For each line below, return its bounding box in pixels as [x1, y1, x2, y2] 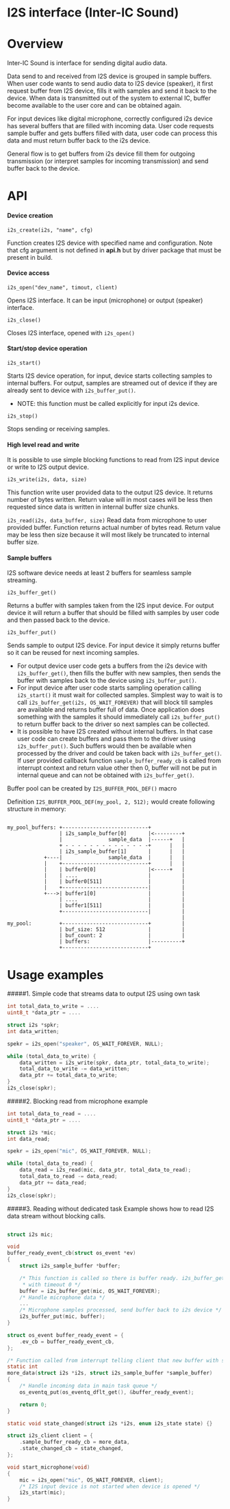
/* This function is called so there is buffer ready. [19, 1275, 179, 1281]
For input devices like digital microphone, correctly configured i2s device [7, 114, 214, 123]
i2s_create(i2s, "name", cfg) [7, 226, 94, 234]
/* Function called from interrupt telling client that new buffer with [7, 1357, 219, 1364]
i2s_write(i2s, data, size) [7, 476, 88, 483]
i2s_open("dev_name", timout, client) [7, 284, 118, 291]
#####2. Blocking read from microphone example [7, 1097, 149, 1105]
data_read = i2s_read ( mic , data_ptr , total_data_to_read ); [19, 1167, 192, 1174]
